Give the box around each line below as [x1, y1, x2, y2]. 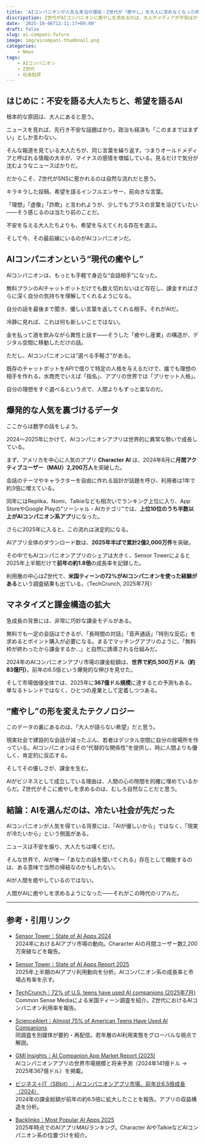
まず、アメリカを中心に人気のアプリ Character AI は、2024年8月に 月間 [6, 456, 187, 463]
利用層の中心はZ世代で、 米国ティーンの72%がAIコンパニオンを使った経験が [6, 572, 198, 580]
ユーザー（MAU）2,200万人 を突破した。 [22, 463, 126, 471]
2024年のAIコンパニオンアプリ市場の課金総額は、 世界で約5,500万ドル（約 [6, 658, 195, 665]
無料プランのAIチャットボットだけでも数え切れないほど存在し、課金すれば [6, 284, 193, 292]
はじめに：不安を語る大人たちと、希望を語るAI [6, 95, 183, 106]
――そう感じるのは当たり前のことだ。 [6, 209, 103, 216]
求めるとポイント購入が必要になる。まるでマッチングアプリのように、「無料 [6, 637, 196, 645]
